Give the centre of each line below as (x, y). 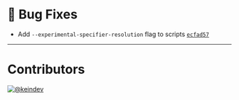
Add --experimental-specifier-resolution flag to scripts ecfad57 (113, 34)
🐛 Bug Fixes (43, 15)
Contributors (46, 70)
